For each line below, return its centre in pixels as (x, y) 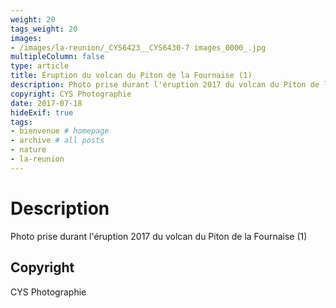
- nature (28, 150)
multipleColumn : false (57, 57)
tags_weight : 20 (44, 29)
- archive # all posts (57, 141)
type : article (40, 66)
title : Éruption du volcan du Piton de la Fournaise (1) (131, 76)
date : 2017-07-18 (46, 103)
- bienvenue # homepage (60, 131)
